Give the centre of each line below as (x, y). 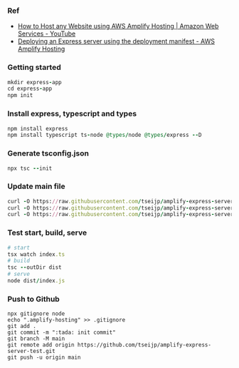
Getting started (34, 68)
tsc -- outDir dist (34, 267)
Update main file (36, 186)
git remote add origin (41, 345)
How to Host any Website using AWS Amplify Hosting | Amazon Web (118, 26)
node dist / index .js (36, 281)
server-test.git (31, 352)
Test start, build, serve (47, 232)
